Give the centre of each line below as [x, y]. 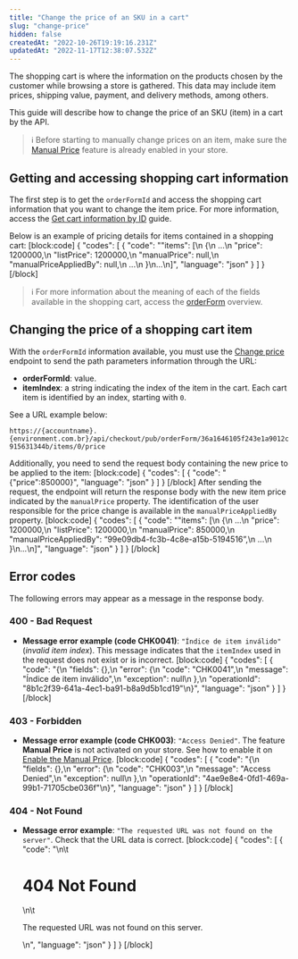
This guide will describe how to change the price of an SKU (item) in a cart [146, 113]
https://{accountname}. [54, 431]
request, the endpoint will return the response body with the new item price [148, 492]
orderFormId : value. [59, 378]
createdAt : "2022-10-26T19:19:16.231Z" [83, 42]
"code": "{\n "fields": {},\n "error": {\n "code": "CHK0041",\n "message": [155, 669]
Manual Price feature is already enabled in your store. [129, 150]
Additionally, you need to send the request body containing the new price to [149, 463]
